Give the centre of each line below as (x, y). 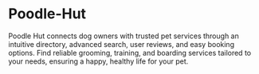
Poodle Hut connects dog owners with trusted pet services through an (124, 36)
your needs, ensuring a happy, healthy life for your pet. (98, 61)
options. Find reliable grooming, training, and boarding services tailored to (130, 53)
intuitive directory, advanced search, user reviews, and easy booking (122, 44)
